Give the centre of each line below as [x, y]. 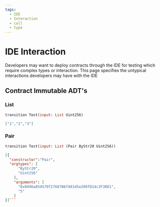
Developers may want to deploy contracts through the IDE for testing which [80, 65]
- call [16, 23]
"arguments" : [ [29, 182]
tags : [10, 9]
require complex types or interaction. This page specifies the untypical [76, 71]
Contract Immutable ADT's [46, 91]
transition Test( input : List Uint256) [44, 115]
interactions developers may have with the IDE [51, 75]
